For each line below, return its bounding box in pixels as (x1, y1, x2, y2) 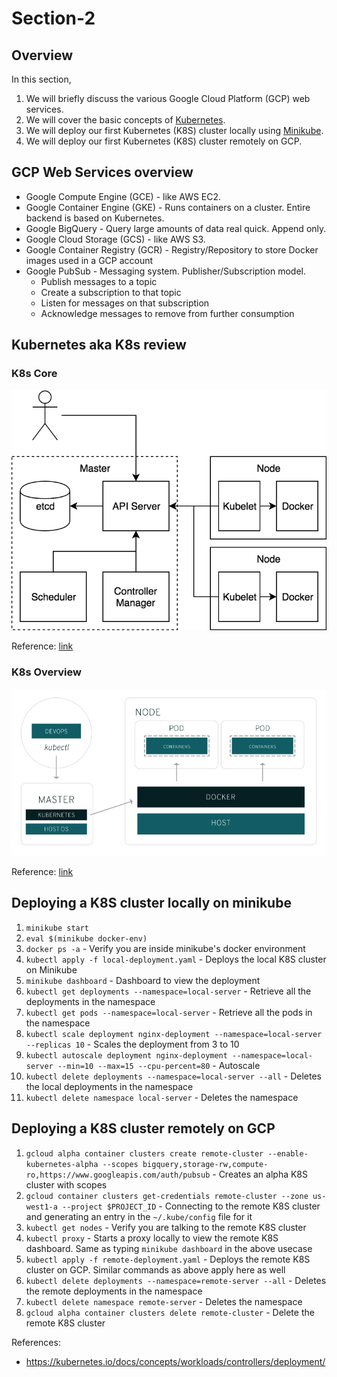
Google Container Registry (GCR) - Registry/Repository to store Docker (25, 243, 319, 256)
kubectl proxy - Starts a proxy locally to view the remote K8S (25, 1232, 279, 1244)
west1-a (25, 1202, 58, 1212)
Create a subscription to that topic (40, 286, 182, 298)
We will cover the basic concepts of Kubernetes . (25, 114, 226, 126)
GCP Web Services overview (11, 164, 194, 181)
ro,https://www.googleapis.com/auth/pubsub (25, 1170, 211, 1180)
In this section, (11, 73, 72, 85)
